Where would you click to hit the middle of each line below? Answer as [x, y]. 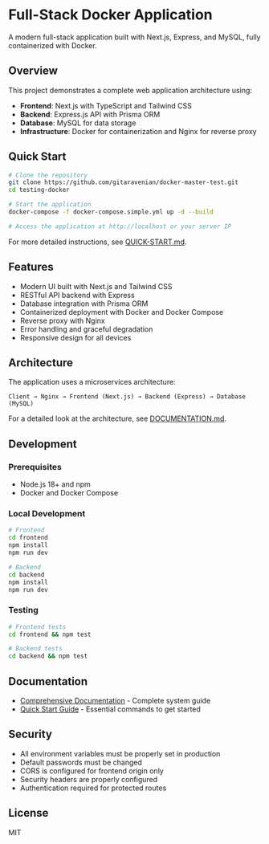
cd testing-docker [39, 190]
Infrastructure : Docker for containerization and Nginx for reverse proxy [138, 131]
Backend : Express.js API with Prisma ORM [90, 114]
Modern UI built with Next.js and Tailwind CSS [96, 286]
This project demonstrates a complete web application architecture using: [130, 90]
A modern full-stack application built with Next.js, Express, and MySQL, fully [134, 37]
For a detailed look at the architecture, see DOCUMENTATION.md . [118, 418]
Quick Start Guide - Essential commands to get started [110, 709]
